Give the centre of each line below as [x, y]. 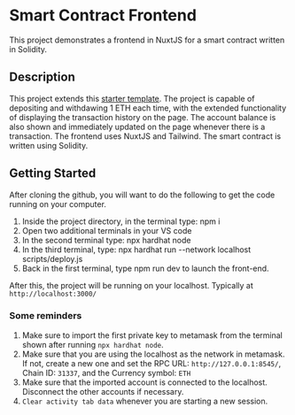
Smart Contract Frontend [103, 15]
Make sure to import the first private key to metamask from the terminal [152, 335]
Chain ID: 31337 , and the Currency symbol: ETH [106, 373]
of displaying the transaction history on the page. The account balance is [143, 117]
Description [42, 77]
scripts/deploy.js [52, 258]
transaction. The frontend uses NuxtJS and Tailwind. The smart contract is [145, 136]
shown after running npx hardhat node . [93, 344]
